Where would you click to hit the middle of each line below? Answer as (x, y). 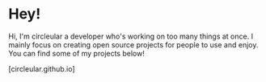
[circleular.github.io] (42, 68)
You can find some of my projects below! (77, 53)
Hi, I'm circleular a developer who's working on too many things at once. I (131, 36)
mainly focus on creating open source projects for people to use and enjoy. (133, 44)
